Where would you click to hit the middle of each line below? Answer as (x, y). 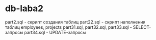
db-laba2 (24, 9)
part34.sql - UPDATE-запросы (55, 32)
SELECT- (142, 27)
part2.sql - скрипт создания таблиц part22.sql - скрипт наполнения (75, 22)
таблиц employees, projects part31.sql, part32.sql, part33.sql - (69, 27)
